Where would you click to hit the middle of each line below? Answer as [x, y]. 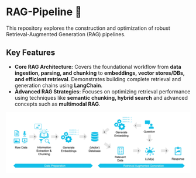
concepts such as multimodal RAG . [57, 104]
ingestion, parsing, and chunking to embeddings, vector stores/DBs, [100, 73]
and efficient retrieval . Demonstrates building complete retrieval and [98, 79]
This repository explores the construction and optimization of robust [88, 28]
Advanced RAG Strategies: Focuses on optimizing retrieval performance [102, 91]
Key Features [31, 53]
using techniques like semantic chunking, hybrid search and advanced [101, 97]
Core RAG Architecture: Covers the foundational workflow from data [98, 67]
